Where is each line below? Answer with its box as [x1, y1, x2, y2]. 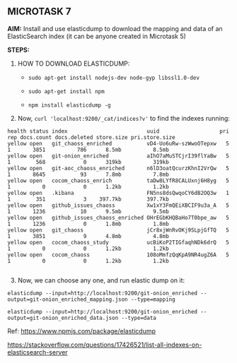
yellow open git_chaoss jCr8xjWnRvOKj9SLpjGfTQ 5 [7, 226, 230, 234]
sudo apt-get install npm [28, 88, 105, 95]
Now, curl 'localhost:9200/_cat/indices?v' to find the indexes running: [17, 114, 230, 122]
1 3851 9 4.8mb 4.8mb [7, 232, 170, 239]
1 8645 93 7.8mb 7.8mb [7, 171, 170, 178]
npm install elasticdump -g [28, 102, 111, 109]
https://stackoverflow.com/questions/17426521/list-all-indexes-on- [7, 340, 202, 349]
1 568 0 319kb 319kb [7, 158, 170, 165]
